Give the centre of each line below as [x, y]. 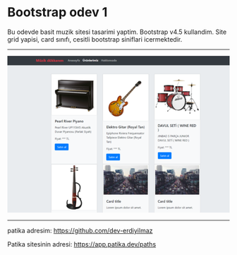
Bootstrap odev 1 [57, 12]
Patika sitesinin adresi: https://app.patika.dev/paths [82, 244]
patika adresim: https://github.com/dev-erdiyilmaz [80, 231]
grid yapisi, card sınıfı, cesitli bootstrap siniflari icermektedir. [95, 39]
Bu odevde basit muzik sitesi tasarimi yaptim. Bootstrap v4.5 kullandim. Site [117, 32]
